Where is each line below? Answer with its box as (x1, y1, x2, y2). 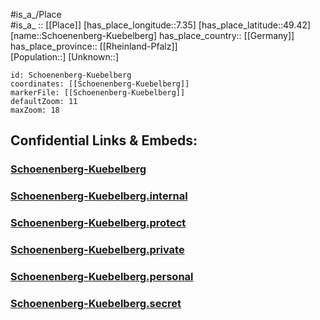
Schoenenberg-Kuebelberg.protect (10, 216, 187, 230)
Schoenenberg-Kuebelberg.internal (10, 189, 188, 203)
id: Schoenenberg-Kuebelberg (10, 70, 132, 80)
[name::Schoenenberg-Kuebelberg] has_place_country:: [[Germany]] (10, 30, 295, 41)
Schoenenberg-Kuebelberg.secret (10, 296, 182, 310)
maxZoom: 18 (10, 105, 60, 115)
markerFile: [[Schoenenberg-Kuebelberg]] (10, 88, 186, 98)
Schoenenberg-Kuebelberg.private (10, 243, 185, 257)
